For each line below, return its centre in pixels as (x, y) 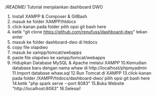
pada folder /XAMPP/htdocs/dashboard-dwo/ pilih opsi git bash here (81, 78)
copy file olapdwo (30, 47)
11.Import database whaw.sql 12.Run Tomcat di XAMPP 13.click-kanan (82, 73)
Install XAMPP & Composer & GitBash (50, 16)
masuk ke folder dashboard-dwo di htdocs (55, 42)
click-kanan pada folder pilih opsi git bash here (59, 27)
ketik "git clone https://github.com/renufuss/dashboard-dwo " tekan (79, 32)
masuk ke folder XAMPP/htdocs (44, 22)
